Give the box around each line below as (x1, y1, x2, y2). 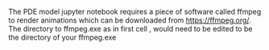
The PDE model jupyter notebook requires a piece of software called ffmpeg (8, 7, 262, 16)
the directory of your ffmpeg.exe (8, 32, 117, 42)
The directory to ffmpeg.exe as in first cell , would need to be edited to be (8, 24, 253, 33)
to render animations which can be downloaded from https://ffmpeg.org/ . (8, 15, 251, 25)
